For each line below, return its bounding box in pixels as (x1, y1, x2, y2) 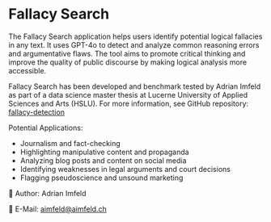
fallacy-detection (8, 107, 65, 117)
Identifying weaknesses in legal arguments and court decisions (19, 164, 231, 174)
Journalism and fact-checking (19, 138, 121, 148)
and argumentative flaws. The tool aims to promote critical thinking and (8, 48, 246, 58)
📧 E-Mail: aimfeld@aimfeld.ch (8, 203, 107, 214)
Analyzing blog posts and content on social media (19, 155, 187, 165)
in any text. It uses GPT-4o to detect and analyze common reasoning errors (8, 40, 260, 49)
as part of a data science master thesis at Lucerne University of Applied (8, 90, 248, 99)
